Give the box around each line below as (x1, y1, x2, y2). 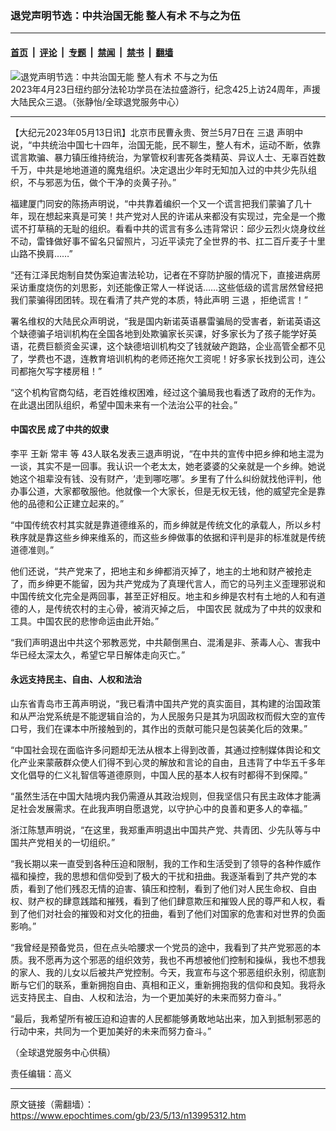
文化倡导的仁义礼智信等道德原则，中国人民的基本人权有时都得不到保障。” (10, 768, 308, 781)
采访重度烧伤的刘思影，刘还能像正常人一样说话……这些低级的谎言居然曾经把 (10, 281, 324, 293)
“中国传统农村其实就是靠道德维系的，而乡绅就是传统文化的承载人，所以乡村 (10, 518, 322, 531)
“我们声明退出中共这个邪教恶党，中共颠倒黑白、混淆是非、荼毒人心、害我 (10, 636, 313, 648)
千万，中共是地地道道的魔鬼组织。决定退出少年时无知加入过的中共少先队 (10, 163, 308, 176)
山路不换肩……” (10, 247, 73, 259)
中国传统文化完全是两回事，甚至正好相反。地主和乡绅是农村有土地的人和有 (10, 590, 317, 602)
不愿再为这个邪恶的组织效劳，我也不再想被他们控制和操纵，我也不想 (36, 953, 317, 966)
